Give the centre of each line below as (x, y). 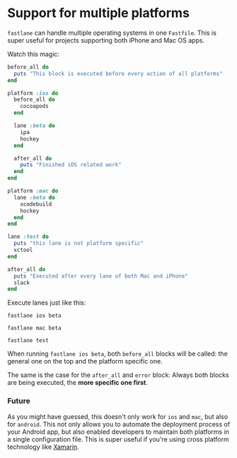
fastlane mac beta (34, 328)
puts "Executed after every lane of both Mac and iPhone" (101, 276)
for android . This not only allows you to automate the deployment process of (119, 424)
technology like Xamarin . (43, 447)
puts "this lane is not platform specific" (79, 244)
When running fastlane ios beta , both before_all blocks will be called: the (117, 354)
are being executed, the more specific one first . (78, 383)
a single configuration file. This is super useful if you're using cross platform (118, 439)
